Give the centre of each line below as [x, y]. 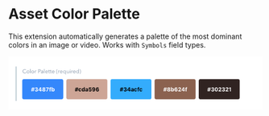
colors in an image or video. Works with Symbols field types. [107, 44]
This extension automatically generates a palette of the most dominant [125, 36]
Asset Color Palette [74, 14]
